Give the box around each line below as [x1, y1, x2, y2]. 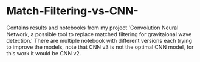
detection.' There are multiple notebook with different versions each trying [6, 37, 193, 44]
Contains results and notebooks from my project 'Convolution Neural [6, 24, 179, 31]
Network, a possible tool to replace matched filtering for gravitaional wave [6, 30, 192, 37]
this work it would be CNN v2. [6, 49, 81, 57]
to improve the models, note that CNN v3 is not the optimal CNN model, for [6, 43, 194, 51]
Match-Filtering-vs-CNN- [6, 4, 139, 18]
